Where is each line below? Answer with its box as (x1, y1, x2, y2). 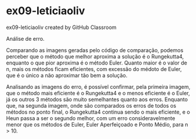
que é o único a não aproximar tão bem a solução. (6, 72, 128, 79)
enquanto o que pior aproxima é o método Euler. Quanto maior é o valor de (6, 59, 187, 66)
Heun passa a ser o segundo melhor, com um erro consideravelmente (6, 114, 175, 122)
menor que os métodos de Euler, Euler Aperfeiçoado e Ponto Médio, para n (6, 121, 188, 128)
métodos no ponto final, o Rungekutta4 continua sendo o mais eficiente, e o (6, 108, 190, 115)
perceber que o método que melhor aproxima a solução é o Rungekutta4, (6, 53, 184, 60)
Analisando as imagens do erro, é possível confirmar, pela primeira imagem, (6, 83, 191, 90)
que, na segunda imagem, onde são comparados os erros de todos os (6, 102, 177, 109)
